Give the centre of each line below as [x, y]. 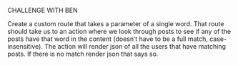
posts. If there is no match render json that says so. [83, 54]
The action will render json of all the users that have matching [135, 46]
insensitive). [25, 46]
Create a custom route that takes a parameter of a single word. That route [116, 24]
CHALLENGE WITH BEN [43, 10]
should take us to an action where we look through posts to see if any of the [119, 31]
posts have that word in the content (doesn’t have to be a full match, [108, 39]
